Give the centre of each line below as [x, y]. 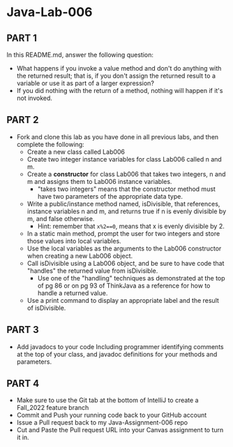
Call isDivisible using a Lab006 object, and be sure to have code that [126, 263]
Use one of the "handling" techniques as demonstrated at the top [131, 278]
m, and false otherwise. [61, 218]
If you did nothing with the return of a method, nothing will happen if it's [120, 91]
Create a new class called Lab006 [76, 152]
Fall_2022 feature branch [53, 408]
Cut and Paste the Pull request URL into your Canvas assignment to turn [120, 430]
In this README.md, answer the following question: [80, 55]
